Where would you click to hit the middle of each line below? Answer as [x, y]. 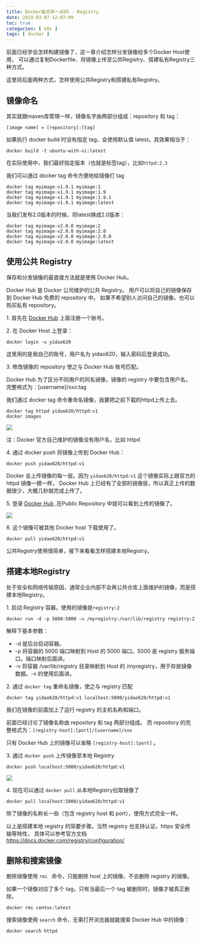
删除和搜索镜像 [34, 860]
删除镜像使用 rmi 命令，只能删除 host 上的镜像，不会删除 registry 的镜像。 [99, 876]
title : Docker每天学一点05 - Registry [53, 12]
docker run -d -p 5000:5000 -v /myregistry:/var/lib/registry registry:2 [101, 619]
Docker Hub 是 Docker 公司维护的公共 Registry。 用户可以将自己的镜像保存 [99, 290]
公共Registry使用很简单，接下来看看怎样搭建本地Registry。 [79, 551]
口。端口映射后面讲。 [41, 658]
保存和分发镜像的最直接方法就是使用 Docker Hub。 [69, 277]
